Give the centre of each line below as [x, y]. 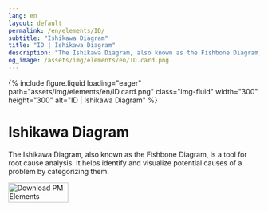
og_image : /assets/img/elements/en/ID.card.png [89, 61]
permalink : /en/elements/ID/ [57, 30]
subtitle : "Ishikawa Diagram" [59, 38]
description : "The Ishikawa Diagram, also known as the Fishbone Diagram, [135, 53]
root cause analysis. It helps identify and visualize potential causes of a [125, 163]
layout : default [35, 23]
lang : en [23, 16]
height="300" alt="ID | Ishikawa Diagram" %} [83, 100]
